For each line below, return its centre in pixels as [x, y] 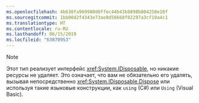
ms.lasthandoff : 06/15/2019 [41, 34]
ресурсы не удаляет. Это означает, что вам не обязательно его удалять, [99, 75]
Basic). [15, 94]
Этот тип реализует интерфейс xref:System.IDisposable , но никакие [93, 69]
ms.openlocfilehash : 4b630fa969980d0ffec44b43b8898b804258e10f [87, 12]
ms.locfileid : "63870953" [38, 40]
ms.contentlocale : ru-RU [37, 29]
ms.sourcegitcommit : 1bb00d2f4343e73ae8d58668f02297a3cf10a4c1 [87, 17]
